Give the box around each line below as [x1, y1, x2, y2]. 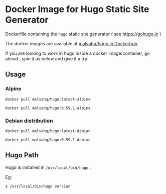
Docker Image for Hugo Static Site [5, 4, 149, 15]
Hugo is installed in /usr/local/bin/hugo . [5, 164, 91, 170]
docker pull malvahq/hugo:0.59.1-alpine [5, 106, 91, 111]
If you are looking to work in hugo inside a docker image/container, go [5, 50, 150, 56]
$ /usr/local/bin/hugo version [5, 183, 71, 189]
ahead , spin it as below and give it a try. [5, 55, 89, 61]
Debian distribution [5, 117, 54, 124]
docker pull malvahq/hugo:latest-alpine [5, 96, 91, 102]
